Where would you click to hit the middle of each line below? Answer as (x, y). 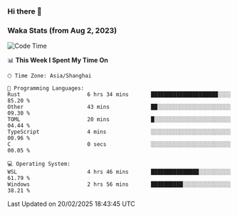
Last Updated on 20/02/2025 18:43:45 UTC (71, 204)
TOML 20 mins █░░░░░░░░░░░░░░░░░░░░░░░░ (119, 120)
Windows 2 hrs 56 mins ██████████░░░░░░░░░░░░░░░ (119, 184)
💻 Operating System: (39, 164)
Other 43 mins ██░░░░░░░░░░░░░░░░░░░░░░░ (119, 107)
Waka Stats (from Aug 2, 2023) (62, 30)
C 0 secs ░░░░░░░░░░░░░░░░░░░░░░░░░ (119, 145)
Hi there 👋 (25, 11)
